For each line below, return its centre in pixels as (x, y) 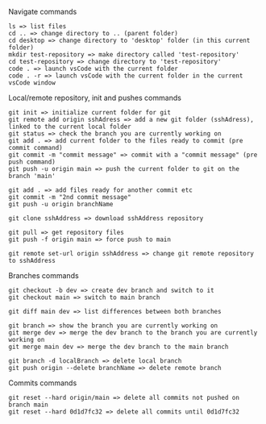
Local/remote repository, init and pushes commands (95, 98)
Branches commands (44, 276)
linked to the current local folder (70, 127)
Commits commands (43, 383)
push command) (32, 162)
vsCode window (32, 83)
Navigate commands (43, 12)
